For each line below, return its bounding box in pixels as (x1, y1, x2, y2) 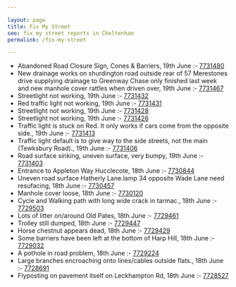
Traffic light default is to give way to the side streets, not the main (17, 137, 208, 145)
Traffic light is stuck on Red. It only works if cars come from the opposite (17, 121, 229, 130)
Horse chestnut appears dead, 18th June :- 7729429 (17, 226, 170, 235)
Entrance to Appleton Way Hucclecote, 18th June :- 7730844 (17, 166, 195, 175)
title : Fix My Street (7, 23, 71, 30)
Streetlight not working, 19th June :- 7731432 (17, 92, 149, 100)
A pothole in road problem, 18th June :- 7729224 (17, 249, 160, 257)
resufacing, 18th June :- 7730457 (17, 181, 115, 190)
